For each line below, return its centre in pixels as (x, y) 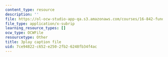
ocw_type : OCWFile (24, 33)
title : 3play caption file (33, 42)
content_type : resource (30, 10)
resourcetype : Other (27, 38)
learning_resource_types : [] (35, 28)
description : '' (22, 14)
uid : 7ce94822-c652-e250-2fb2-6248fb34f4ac (51, 47)
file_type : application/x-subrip (40, 24)
